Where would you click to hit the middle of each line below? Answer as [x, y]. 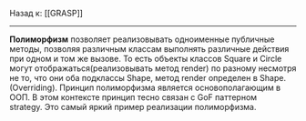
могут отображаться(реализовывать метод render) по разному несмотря [153, 68]
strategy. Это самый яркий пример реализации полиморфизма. [133, 107]
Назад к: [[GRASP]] [46, 13]
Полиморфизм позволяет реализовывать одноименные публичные [142, 39]
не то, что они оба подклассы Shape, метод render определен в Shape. [148, 78]
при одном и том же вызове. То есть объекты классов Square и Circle [146, 59]
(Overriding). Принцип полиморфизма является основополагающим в [145, 87]
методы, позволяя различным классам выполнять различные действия [149, 49]
